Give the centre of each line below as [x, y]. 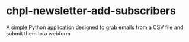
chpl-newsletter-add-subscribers [91, 11]
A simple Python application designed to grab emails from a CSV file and [95, 27]
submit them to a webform [39, 33]
